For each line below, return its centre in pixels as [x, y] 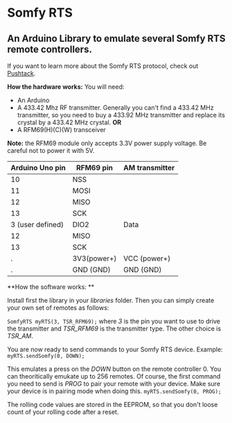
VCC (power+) [147, 258]
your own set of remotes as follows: [58, 308]
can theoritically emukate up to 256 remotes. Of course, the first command [114, 376]
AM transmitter [149, 168]
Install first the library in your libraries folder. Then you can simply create [111, 300]
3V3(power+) [95, 258]
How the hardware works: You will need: [66, 87]
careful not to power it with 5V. [51, 150]
